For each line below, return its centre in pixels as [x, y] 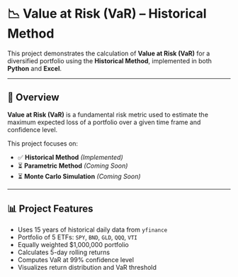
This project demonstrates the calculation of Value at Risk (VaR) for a [109, 53]
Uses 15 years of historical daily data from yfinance [92, 229]
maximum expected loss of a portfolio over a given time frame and [104, 122]
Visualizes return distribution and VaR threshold [87, 267]
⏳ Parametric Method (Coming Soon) [73, 165]
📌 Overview [33, 98]
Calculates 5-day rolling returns [64, 252]
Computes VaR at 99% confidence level [76, 259]
